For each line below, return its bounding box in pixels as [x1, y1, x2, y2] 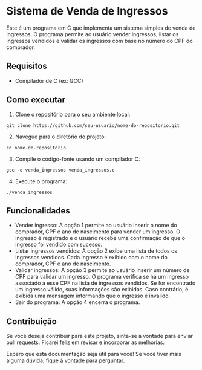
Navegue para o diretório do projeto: [15, 133, 106, 140]
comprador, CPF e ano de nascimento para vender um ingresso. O [15, 228, 180, 235]
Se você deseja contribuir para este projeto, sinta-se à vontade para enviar [6, 333, 194, 340]
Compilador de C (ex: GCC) [15, 77, 83, 84]
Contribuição [6, 316, 57, 326]
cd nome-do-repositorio [6, 144, 67, 151]
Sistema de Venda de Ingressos [6, 4, 168, 18]
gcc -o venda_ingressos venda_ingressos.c [6, 167, 115, 173]
